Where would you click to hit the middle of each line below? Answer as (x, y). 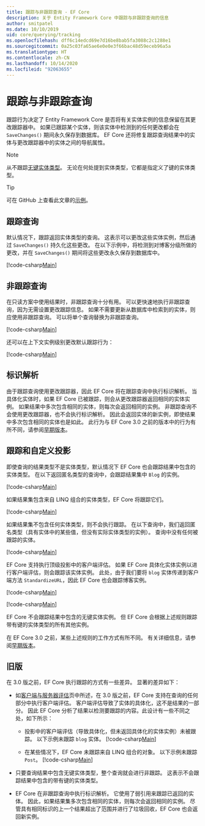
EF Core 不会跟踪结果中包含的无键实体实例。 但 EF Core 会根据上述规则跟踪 (102, 617)
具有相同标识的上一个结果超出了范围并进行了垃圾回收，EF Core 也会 (106, 809)
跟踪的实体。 (22, 540)
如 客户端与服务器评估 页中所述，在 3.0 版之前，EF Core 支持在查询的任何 (106, 695)
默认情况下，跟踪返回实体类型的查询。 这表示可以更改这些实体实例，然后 (98, 238)
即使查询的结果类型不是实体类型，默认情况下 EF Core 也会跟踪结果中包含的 (101, 467)
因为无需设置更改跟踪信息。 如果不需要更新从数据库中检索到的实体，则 (106, 309)
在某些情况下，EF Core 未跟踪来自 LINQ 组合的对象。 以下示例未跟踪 (111, 752)
